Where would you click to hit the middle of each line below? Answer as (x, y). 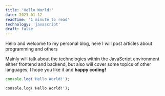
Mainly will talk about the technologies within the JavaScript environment (82, 59)
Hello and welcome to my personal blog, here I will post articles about (79, 43)
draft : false (19, 29)
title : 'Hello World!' (29, 10)
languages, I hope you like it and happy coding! (56, 70)
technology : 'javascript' (33, 24)
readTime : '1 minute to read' (38, 19)
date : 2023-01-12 (24, 15)
